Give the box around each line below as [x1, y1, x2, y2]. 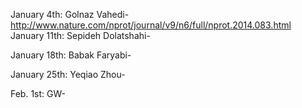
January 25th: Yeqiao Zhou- [10, 69, 126, 80]
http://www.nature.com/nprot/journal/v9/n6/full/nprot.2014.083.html [10, 19, 292, 31]
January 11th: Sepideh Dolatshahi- [10, 30, 151, 41]
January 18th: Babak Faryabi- [10, 49, 132, 61]
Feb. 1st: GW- [10, 88, 67, 99]
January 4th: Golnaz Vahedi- [10, 9, 130, 20]
